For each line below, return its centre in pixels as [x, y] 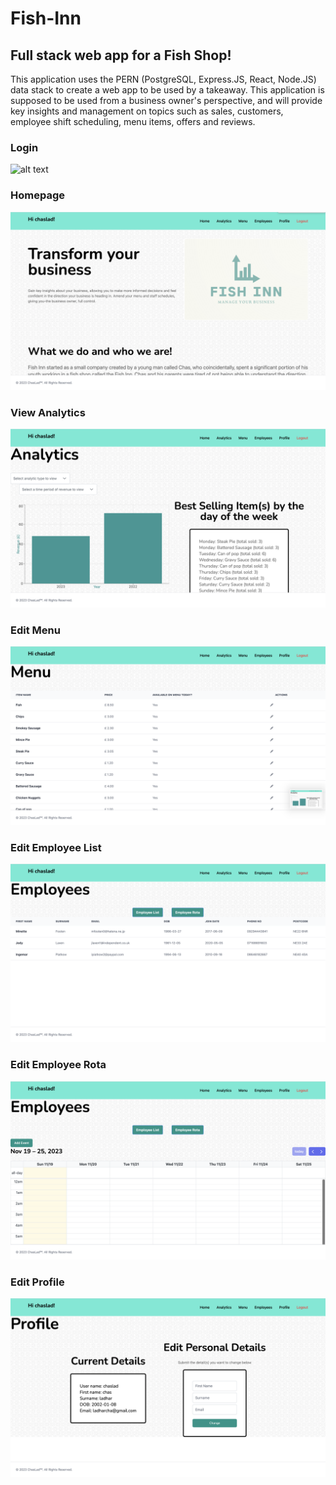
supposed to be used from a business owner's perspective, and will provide [166, 100]
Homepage [37, 195]
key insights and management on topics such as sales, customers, [147, 111]
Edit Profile [37, 1282]
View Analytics [48, 412]
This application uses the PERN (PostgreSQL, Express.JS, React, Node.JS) [163, 79]
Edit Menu [35, 630]
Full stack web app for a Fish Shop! [121, 55]
